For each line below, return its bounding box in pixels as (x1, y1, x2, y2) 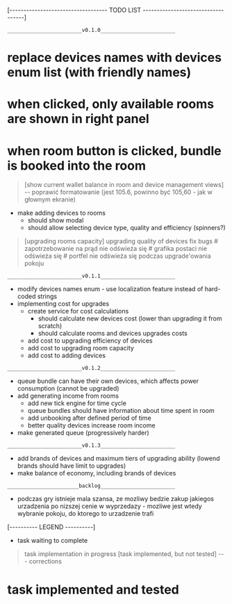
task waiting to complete (17, 537, 88, 545)
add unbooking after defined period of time (27, 414, 151, 423)
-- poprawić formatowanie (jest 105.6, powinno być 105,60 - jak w (24, 188, 213, 197)
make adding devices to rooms (17, 209, 106, 218)
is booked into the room (7, 158, 146, 173)
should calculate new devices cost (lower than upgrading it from (38, 314, 222, 323)
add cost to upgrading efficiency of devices (27, 336, 153, 345)
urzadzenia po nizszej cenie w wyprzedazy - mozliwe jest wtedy (17, 502, 203, 510)
